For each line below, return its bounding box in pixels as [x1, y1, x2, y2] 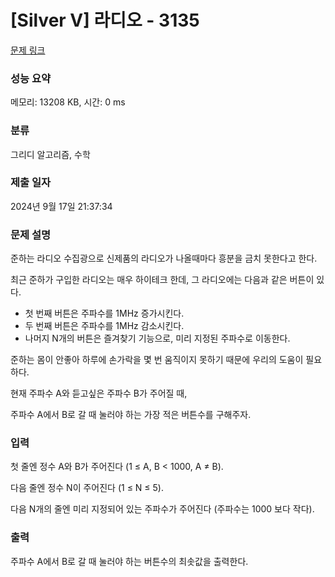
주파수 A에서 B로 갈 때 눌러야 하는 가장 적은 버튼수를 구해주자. [10, 409, 252, 421]
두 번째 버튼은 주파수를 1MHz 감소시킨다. [24, 320, 185, 332]
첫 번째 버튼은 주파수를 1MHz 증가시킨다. [24, 307, 185, 320]
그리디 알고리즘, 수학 [10, 148, 91, 160]
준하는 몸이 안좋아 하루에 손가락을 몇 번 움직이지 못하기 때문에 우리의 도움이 [10, 354, 304, 366]
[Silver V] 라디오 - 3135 [10, 9, 200, 32]
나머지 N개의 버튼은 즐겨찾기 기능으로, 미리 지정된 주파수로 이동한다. [24, 332, 291, 345]
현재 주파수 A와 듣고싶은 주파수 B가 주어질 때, [10, 387, 188, 400]
